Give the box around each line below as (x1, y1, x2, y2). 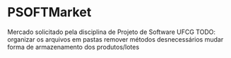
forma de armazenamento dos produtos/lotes (7, 42, 140, 51)
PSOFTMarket (7, 4, 92, 21)
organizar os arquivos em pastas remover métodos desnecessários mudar (7, 35, 224, 43)
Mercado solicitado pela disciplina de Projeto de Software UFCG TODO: (7, 28, 216, 36)
